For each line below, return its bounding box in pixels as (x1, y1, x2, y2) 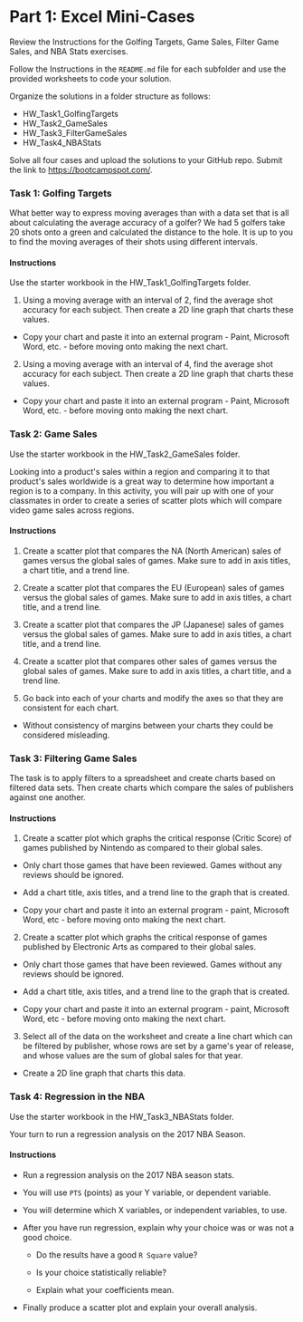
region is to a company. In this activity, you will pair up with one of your (9, 485, 274, 496)
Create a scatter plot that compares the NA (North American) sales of (22, 545, 282, 556)
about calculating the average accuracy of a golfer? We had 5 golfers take (9, 217, 286, 228)
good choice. (22, 1231, 72, 1242)
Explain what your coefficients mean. (35, 1284, 175, 1295)
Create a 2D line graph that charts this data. (22, 1067, 185, 1079)
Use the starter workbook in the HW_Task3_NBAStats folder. (9, 1111, 234, 1122)
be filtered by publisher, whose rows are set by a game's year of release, (22, 1040, 295, 1052)
